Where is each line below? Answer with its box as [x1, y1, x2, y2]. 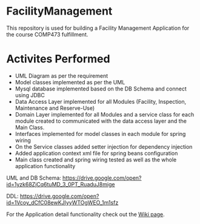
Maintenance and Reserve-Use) [15, 104, 95, 112]
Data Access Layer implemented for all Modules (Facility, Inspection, [15, 98, 187, 105]
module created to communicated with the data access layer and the [15, 117, 187, 124]
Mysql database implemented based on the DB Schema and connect [15, 85, 187, 92]
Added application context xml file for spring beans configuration [15, 149, 178, 157]
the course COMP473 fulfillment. [6, 30, 88, 38]
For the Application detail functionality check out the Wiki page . [6, 211, 165, 218]
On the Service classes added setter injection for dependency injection [15, 143, 193, 150]
